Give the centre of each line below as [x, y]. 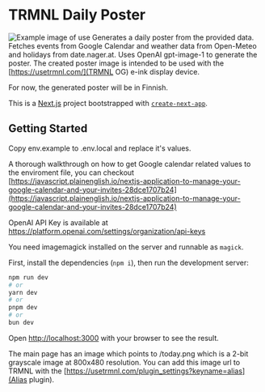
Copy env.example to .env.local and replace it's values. [100, 148]
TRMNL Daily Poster [77, 15]
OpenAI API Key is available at [59, 222]
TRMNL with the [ [38, 371]
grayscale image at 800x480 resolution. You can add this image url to [124, 362]
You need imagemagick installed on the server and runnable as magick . [126, 247]
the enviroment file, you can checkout [72, 173]
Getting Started [48, 128]
